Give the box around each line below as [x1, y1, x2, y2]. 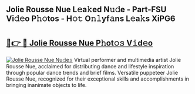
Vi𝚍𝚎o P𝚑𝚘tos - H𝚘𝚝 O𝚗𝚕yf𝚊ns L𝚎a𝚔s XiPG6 [6, 14, 176, 24]
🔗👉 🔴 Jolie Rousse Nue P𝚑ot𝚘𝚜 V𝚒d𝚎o [6, 38, 153, 48]
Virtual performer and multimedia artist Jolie [74, 57, 181, 63]
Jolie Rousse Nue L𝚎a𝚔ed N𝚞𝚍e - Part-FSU [6, 5, 167, 15]
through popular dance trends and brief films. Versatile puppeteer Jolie [6, 69, 178, 76]
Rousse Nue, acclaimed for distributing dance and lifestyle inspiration [6, 63, 174, 69]
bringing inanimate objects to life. [6, 82, 87, 88]
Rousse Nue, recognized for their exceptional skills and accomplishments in [6, 75, 189, 82]
